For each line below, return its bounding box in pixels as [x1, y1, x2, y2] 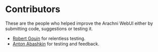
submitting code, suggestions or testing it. [5, 25, 93, 31]
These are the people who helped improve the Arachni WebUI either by [5, 20, 153, 26]
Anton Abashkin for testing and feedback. [12, 40, 99, 46]
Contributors [5, 4, 61, 15]
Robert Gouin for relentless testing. [12, 35, 86, 41]
